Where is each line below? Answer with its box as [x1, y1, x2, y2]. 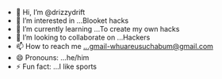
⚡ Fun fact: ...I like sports [15, 62, 98, 71]
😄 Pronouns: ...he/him [15, 53, 90, 62]
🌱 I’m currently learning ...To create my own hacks [15, 24, 180, 33]
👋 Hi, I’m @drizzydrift [15, 8, 86, 17]
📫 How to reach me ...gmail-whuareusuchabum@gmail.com [15, 42, 214, 51]
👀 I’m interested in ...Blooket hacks [15, 16, 129, 25]
